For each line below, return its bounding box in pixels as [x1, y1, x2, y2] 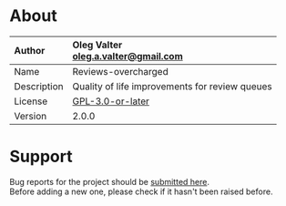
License [14, 95, 48, 108]
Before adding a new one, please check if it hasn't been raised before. [9, 186, 273, 197]
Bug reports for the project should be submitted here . [9, 176, 209, 187]
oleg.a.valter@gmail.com [72, 49, 184, 62]
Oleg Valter [72, 38, 123, 51]
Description [14, 79, 64, 92]
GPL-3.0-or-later [72, 95, 150, 108]
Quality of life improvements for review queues [72, 79, 272, 92]
